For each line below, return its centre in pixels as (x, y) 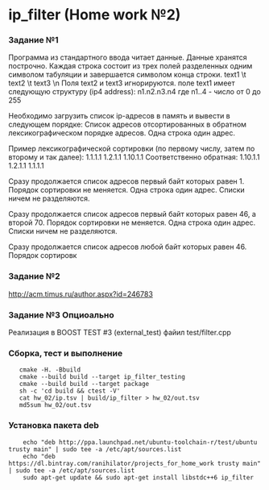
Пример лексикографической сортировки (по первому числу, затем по (132, 149)
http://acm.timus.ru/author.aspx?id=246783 (81, 294)
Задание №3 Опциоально (61, 314)
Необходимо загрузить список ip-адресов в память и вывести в (120, 116)
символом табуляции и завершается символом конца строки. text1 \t (128, 75)
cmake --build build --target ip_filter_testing (102, 377)
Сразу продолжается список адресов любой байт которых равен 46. (128, 247)
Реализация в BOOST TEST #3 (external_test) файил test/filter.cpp (120, 333)
